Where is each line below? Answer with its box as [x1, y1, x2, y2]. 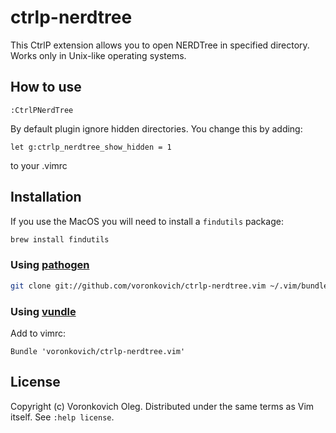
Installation [10, 189, 82, 206]
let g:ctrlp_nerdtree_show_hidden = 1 [10, 142, 172, 152]
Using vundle [10, 304, 77, 318]
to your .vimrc [10, 159, 68, 171]
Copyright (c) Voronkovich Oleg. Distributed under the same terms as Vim [10, 400, 315, 412]
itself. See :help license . [10, 411, 115, 423]
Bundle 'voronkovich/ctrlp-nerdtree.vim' [10, 346, 186, 356]
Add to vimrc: [10, 327, 67, 339]
